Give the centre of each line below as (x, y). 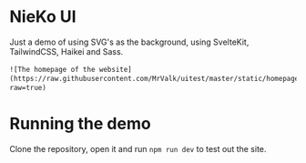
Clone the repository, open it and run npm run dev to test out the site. (138, 148)
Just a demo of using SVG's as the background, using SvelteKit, (129, 42)
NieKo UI (43, 17)
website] (115, 69)
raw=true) (28, 87)
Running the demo (81, 124)
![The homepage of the (52, 69)
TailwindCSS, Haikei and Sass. (66, 51)
